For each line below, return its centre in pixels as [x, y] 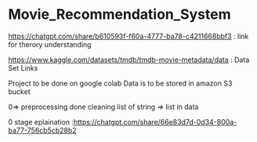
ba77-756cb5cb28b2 [42, 130]
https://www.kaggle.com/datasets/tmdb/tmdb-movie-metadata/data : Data [129, 60]
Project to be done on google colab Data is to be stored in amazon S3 [120, 83]
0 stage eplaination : [41, 122]
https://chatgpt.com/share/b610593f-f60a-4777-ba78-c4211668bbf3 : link [128, 36]
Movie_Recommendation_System [119, 15]
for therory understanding [50, 44]
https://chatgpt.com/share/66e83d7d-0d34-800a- [155, 122]
